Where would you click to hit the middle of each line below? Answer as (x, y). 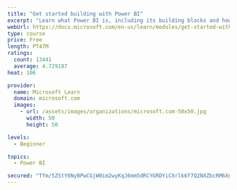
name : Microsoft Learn (47, 92)
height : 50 (42, 125)
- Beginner (30, 144)
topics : (19, 157)
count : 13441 (33, 60)
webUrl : (19, 27)
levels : (19, 137)
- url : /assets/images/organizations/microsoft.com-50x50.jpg (113, 112)
